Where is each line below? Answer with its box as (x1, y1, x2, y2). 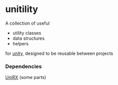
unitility (5, 4, 38, 15)
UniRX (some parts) (5, 74, 47, 80)
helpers (12, 40, 29, 46)
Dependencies (5, 63, 42, 70)
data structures (12, 35, 45, 41)
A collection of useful (5, 20, 50, 26)
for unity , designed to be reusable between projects (5, 50, 113, 56)
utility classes (12, 30, 42, 36)
